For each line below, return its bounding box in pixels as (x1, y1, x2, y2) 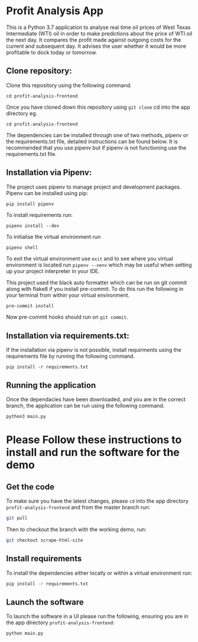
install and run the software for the (6, 446, 180, 459)
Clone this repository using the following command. (6, 82, 132, 89)
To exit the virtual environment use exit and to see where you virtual (6, 255, 173, 262)
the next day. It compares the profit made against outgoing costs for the (6, 36, 181, 43)
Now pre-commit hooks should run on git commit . (6, 313, 128, 320)
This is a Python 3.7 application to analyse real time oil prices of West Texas (6, 24, 191, 31)
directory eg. (6, 109, 38, 116)
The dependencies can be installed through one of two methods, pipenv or (6, 131, 189, 138)
